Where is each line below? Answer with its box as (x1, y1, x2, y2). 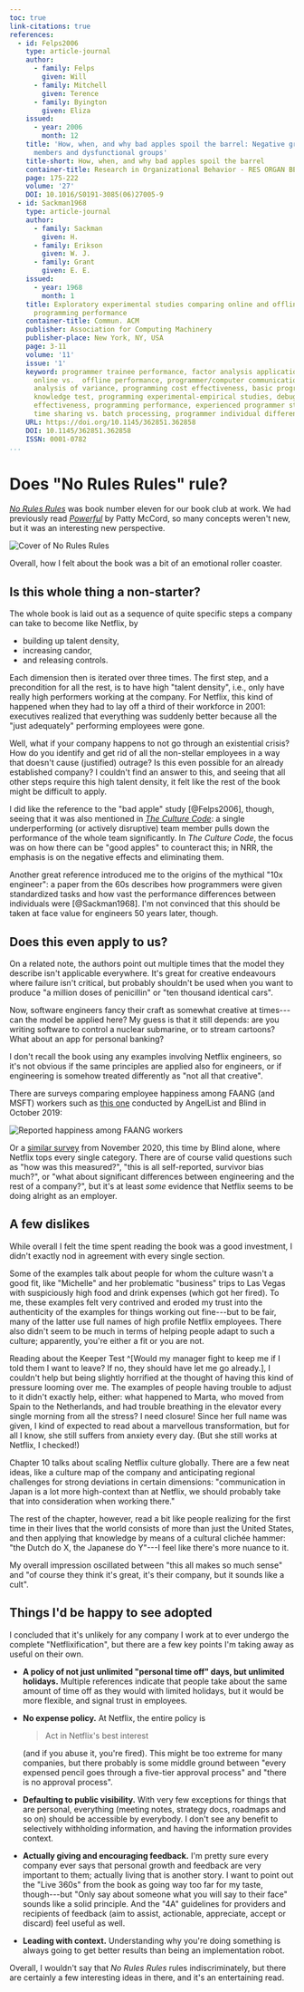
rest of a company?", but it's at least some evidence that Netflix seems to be (9, 1180, 294, 1192)
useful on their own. (9, 1649, 84, 1659)
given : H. (42, 232, 79, 241)
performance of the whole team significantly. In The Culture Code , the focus (9, 833, 294, 844)
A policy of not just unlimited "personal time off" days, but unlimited (22, 1666, 285, 1677)
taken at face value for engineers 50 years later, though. (9, 908, 219, 919)
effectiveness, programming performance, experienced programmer (33, 401, 285, 411)
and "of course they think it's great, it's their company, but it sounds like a (9, 1569, 285, 1580)
